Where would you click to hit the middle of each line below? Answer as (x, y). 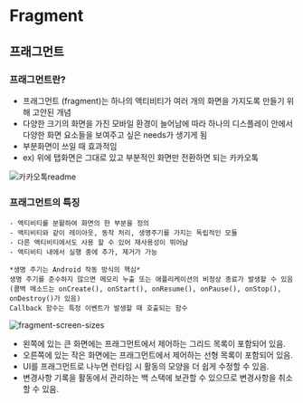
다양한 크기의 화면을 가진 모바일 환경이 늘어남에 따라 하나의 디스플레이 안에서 (158, 123)
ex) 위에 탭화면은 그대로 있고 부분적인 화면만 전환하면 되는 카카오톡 (141, 157)
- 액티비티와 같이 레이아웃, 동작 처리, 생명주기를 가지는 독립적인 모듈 (123, 233)
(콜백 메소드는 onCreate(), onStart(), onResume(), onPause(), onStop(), (146, 289)
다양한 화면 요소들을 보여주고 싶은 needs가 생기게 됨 (115, 134)
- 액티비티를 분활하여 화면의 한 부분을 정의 (80, 224)
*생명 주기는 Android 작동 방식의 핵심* (75, 270)
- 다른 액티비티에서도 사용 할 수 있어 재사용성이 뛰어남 (99, 243)
